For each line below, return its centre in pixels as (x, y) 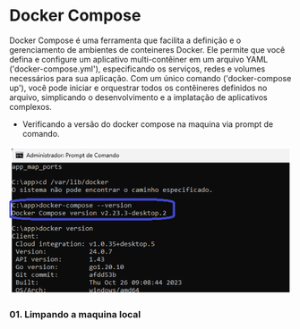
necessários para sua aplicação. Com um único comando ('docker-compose (150, 78)
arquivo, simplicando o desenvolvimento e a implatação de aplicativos (138, 97)
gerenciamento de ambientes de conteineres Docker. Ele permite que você (147, 49)
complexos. (30, 106)
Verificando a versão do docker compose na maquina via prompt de (148, 124)
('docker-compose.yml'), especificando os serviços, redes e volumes (137, 69)
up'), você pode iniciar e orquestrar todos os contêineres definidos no (138, 88)
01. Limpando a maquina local (75, 314)
